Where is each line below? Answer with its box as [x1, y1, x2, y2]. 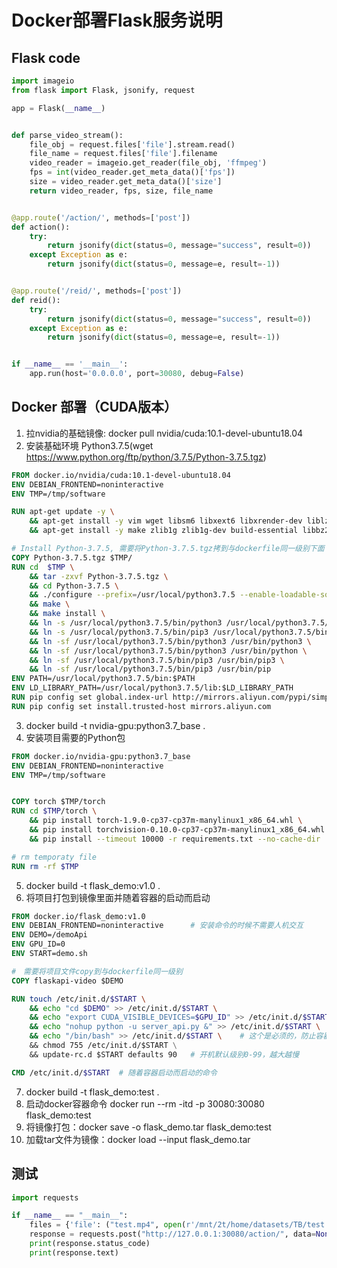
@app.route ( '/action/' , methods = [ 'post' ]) [11, 212, 191, 223]
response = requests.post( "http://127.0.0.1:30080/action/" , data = [29, 1229, 316, 1240]
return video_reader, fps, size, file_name [29, 186, 214, 196]
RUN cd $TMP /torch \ [11, 806, 98, 816]
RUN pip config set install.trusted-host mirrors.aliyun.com [11, 701, 272, 711]
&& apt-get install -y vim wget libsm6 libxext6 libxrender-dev [29, 516, 303, 526]
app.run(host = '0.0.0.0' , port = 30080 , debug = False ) [29, 369, 245, 379]
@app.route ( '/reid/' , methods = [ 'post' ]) [11, 286, 183, 296]
